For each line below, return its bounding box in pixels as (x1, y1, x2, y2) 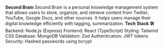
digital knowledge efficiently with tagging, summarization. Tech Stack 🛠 (5, 20, 154, 26)
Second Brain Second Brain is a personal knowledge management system (5, 4, 158, 10)
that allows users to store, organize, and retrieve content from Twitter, (5, 9, 149, 15)
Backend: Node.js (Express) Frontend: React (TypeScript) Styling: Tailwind (5, 27, 158, 33)
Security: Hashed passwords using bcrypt (5, 38, 92, 44)
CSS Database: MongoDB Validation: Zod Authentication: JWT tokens (5, 33, 148, 39)
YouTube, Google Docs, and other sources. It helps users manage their (5, 15, 151, 20)
